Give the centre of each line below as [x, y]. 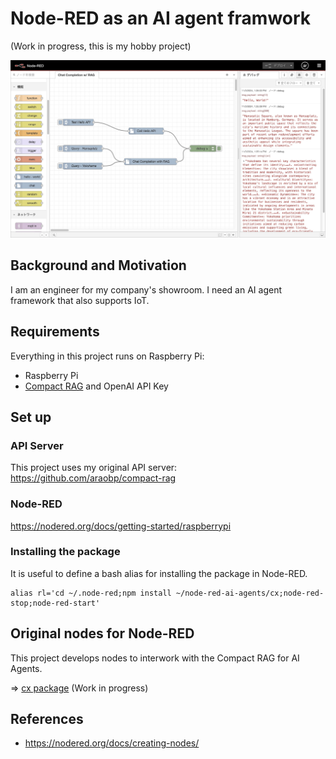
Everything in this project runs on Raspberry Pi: [107, 356]
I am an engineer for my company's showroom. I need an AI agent [146, 289]
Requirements [55, 332]
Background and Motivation [98, 265]
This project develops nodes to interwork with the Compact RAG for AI [155, 658]
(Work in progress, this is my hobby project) [101, 46]
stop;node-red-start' [55, 603]
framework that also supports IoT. [80, 300]
